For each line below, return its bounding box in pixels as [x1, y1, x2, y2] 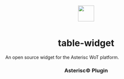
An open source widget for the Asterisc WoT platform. [5, 54, 119, 60]
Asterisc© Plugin [64, 67, 108, 74]
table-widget [58, 37, 114, 49]
